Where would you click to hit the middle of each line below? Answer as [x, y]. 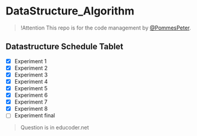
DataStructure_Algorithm [70, 11]
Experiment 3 [31, 75]
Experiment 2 [31, 68]
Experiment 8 [31, 109]
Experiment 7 [31, 102]
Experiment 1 [30, 61]
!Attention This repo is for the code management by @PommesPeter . [105, 28]
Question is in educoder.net [55, 128]
